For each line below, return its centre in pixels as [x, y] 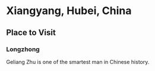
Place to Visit [31, 33]
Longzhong [23, 49]
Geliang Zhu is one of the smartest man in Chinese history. [78, 62]
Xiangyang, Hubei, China [69, 11]
